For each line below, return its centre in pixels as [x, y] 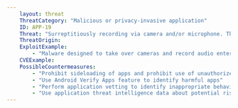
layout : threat [42, 14]
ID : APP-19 [36, 27]
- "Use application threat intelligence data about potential [126, 93]
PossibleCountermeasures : [58, 67]
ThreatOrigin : [40, 40]
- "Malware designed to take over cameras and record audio [123, 54]
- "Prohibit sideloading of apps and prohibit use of [113, 73]
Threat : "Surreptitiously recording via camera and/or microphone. [121, 34]
